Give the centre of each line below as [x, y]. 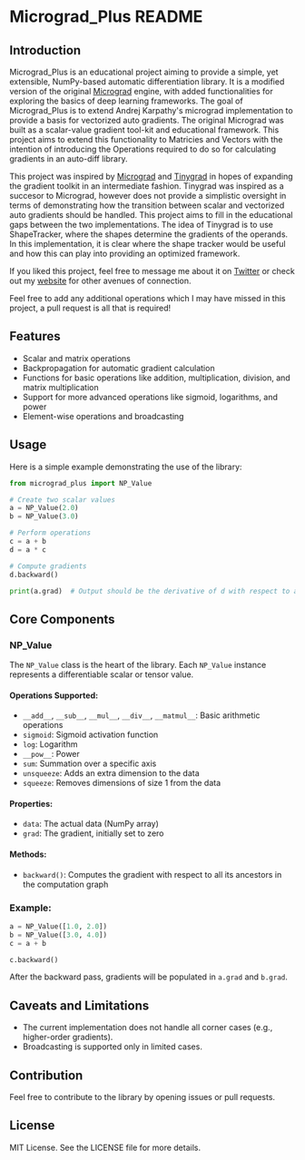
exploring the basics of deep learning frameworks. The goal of [126, 101]
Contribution [46, 1075]
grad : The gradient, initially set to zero [93, 833]
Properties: [31, 803]
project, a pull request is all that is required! [90, 308]
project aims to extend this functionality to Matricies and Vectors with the [146, 139]
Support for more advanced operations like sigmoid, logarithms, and [150, 397]
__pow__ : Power [51, 754]
